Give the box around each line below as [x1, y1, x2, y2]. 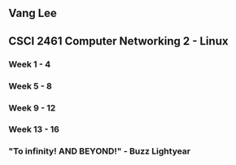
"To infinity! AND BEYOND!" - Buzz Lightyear [8, 145, 191, 157]
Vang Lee [8, 7, 57, 20]
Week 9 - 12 [8, 102, 56, 113]
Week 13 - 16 [8, 124, 59, 135]
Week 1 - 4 [8, 59, 51, 70]
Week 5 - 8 [8, 80, 53, 92]
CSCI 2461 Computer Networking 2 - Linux [8, 34, 229, 48]
